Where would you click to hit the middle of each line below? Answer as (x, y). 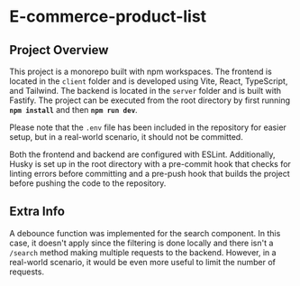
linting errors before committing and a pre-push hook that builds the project (150, 174)
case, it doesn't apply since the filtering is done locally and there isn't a (141, 243)
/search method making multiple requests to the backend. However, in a (143, 252)
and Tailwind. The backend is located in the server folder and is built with (145, 91)
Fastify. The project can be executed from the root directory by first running (150, 100)
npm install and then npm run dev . (73, 110)
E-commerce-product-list (108, 17)
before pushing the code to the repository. (88, 183)
